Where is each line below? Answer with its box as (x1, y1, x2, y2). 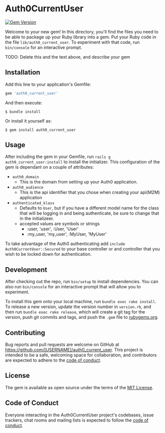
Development (5, 265, 48, 274)
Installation (5, 68, 40, 77)
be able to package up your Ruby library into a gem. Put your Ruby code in (5, 34, 157, 40)
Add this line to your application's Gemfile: (5, 81, 91, 87)
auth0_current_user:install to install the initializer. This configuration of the (5, 159, 160, 165)
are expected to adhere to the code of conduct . (5, 357, 101, 363)
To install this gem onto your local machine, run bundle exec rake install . (5, 299, 157, 305)
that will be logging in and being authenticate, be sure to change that (19, 210, 159, 216)
